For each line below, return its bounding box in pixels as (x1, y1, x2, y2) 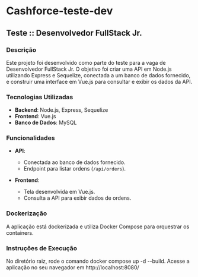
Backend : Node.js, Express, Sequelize (14, 106, 108, 114)
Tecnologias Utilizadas (6, 93, 74, 101)
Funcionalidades (6, 134, 55, 142)
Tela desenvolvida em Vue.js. (23, 188, 95, 196)
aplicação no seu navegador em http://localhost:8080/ (6, 264, 139, 271)
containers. (6, 229, 34, 236)
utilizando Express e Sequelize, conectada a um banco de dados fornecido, (6, 71, 191, 78)
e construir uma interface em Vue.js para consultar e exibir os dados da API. (6, 78, 193, 85)
